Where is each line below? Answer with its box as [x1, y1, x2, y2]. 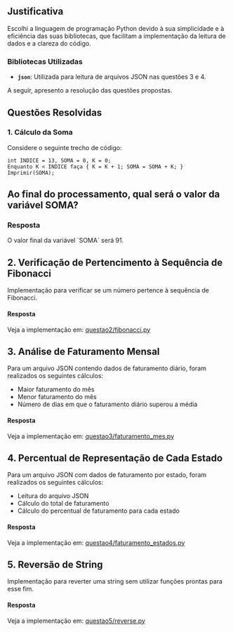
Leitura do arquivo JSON [17, 492, 89, 500]
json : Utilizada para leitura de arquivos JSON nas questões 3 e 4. [17, 73, 206, 81]
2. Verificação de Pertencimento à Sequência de [7, 256, 223, 269]
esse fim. [7, 585, 34, 593]
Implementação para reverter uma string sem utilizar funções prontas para [7, 577, 223, 586]
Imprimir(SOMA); [7, 169, 55, 176]
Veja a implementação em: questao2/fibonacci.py [7, 325, 151, 334]
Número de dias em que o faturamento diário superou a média [17, 400, 198, 409]
